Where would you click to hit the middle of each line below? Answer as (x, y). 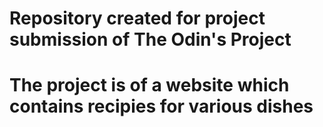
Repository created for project (137, 18)
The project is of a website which (149, 85)
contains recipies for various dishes (161, 106)
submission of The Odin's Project (150, 39)
